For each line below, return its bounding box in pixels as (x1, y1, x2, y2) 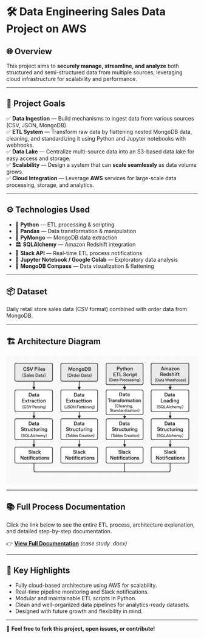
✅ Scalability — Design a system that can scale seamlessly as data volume (6, 161, 197, 168)
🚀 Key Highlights (6, 566, 70, 576)
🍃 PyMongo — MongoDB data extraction (15, 234, 118, 241)
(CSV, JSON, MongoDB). (6, 121, 68, 128)
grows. (6, 168, 24, 175)
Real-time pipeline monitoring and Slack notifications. (15, 588, 149, 595)
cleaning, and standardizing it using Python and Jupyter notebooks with (6, 135, 186, 142)
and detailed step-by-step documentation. (6, 527, 112, 535)
